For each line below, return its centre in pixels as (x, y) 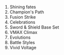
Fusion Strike (23, 17)
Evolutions (20, 37)
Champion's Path (27, 12)
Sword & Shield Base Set (34, 27)
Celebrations (22, 22)
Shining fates (23, 7)
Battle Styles (22, 42)
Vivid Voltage (23, 48)
